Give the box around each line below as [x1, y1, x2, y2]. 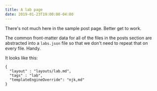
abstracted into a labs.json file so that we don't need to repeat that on [5, 40, 148, 46]
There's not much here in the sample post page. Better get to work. [5, 25, 142, 31]
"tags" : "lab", [9, 73, 43, 78]
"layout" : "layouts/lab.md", [9, 68, 71, 74]
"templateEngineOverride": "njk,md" [9, 77, 85, 82]
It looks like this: [5, 55, 38, 61]
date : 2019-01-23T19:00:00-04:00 [5, 12, 74, 17]
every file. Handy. [5, 45, 41, 51]
